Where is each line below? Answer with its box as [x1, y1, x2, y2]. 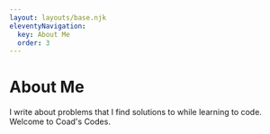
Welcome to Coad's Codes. [9, 116, 111, 127]
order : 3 [17, 38, 50, 48]
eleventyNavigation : [9, 22, 87, 31]
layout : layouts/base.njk [9, 13, 106, 22]
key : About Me [17, 30, 70, 39]
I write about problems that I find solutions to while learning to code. [9, 107, 263, 118]
